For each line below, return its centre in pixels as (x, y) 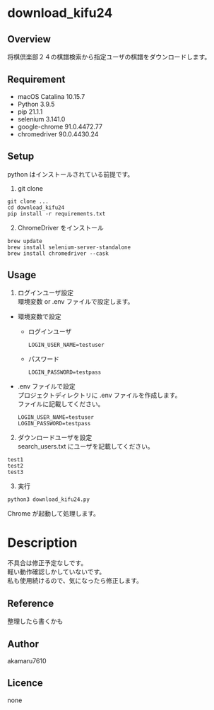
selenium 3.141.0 (41, 119)
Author (23, 644)
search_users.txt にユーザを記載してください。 (85, 446)
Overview (29, 39)
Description (42, 543)
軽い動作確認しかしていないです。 (57, 572)
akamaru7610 (27, 661)
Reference (31, 603)
